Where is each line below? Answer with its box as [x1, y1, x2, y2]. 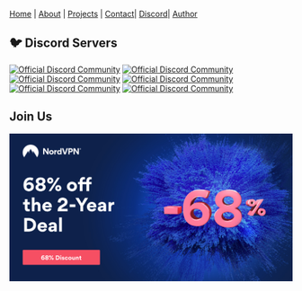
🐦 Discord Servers [9, 36, 118, 51]
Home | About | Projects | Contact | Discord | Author [9, 9, 198, 19]
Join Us [9, 109, 53, 125]
